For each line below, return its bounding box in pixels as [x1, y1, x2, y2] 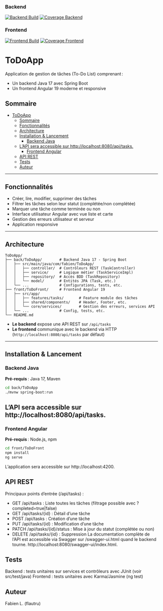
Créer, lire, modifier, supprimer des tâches [12, 196, 97, 201]
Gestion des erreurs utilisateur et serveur [12, 216, 95, 222]
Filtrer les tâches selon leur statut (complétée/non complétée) [12, 201, 136, 207]
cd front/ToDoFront [5, 446, 45, 451]
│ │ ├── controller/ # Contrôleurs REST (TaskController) [5, 266, 136, 270]
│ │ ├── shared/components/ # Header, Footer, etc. [5, 300, 127, 305]
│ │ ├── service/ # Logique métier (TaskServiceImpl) [5, 270, 133, 275]
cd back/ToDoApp [5, 385, 38, 390]
